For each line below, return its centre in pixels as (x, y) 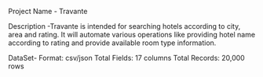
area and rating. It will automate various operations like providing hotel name (132, 35)
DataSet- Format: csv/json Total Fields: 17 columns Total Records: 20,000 (126, 58)
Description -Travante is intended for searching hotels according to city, (124, 26)
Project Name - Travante (48, 11)
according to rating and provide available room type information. (112, 43)
